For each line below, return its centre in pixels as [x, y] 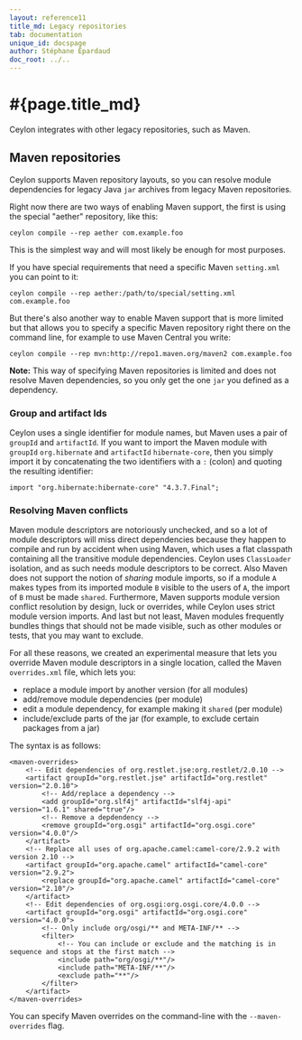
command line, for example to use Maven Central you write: [120, 337]
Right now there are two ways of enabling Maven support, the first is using [148, 206]
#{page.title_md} [75, 104]
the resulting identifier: [51, 472]
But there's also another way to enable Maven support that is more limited [146, 318]
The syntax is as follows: [55, 745]
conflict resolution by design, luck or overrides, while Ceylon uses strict [142, 607]
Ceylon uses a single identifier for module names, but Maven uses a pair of [149, 433]
